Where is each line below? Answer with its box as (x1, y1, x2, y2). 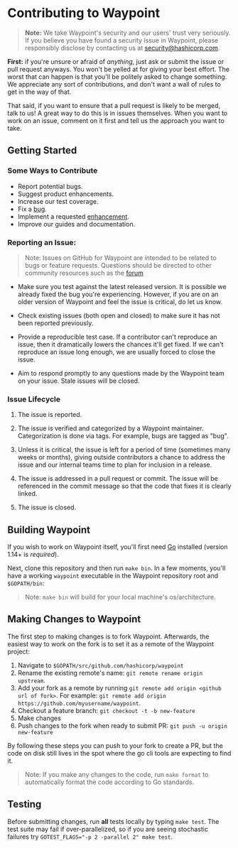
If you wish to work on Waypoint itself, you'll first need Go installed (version (7, 543, 228, 551)
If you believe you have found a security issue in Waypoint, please (24, 36, 219, 44)
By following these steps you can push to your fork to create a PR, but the (7, 741, 224, 750)
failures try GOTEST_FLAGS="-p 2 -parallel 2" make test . (7, 832, 173, 841)
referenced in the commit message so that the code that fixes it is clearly (17, 482, 232, 491)
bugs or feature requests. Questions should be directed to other (24, 261, 212, 269)
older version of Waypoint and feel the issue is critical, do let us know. (17, 297, 222, 306)
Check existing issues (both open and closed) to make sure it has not (17, 311, 220, 320)
